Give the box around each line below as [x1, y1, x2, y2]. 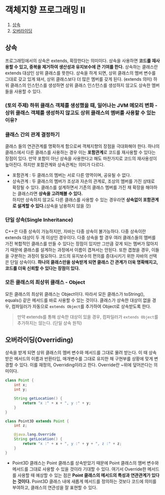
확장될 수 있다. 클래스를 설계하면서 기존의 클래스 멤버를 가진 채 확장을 [12, 184, 145, 190]
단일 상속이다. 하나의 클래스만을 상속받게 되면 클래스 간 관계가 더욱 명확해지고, [10, 259, 158, 265]
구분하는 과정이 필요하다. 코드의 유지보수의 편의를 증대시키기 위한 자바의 [10, 253, 148, 259]
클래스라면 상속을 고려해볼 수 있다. [17, 190, 83, 196]
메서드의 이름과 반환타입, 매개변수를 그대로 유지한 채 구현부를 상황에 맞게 [14, 356, 153, 362]
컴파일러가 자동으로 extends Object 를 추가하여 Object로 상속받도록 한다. [11, 303, 151, 309]
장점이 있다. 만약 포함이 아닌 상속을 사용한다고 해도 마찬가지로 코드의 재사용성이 [5, 155, 157, 161]
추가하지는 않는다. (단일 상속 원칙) [17, 320, 82, 326]
